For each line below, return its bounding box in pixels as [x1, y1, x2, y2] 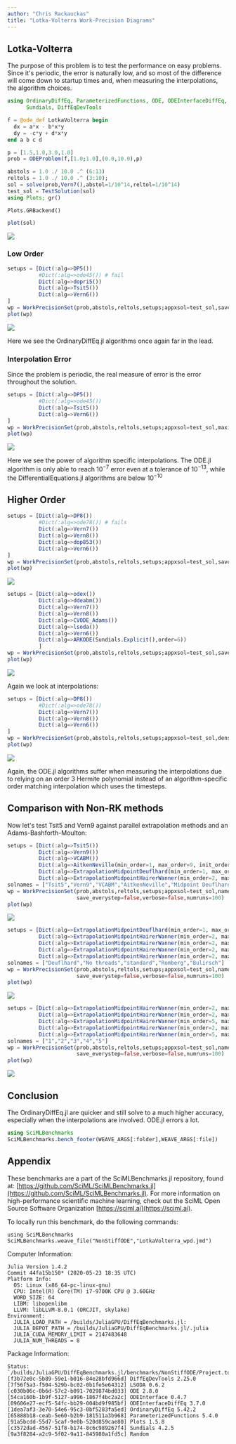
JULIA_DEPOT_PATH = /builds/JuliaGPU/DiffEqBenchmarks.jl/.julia [13, 1325, 209, 1332]
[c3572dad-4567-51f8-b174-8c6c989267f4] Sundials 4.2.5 [7, 1424, 174, 1431]
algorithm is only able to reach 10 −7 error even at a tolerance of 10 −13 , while [7, 464, 225, 473]
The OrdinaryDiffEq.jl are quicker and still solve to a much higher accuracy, [7, 1108, 224, 1117]
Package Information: [7, 1349, 70, 1358]
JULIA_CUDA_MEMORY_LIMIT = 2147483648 [13, 1331, 128, 1338]
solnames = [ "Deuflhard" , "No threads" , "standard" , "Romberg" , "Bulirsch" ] [7, 959, 225, 966]
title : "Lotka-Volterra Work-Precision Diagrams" [7, 17, 156, 24]
